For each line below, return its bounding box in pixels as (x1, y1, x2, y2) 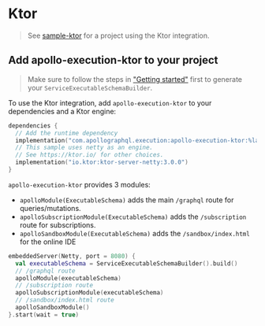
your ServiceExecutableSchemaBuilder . (27, 83, 153, 92)
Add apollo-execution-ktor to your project (8, 54, 218, 67)
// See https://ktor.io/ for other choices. (15, 151, 164, 159)
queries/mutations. (19, 203, 81, 213)
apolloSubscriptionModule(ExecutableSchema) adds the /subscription (19, 212, 247, 221)
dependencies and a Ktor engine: (8, 106, 117, 116)
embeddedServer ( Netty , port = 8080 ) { (8, 252, 136, 260)
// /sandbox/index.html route (15, 296, 114, 304)
